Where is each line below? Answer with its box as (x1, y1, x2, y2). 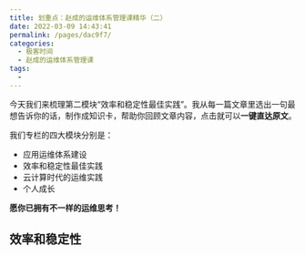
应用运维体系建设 (22, 148, 87, 159)
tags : (9, 65, 30, 74)
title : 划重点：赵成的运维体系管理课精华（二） (9, 13, 168, 23)
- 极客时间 (17, 47, 54, 56)
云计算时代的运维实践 (22, 171, 103, 182)
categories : (9, 38, 55, 48)
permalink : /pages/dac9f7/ (9, 30, 112, 39)
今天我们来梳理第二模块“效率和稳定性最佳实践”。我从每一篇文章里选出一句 (9, 98, 289, 109)
